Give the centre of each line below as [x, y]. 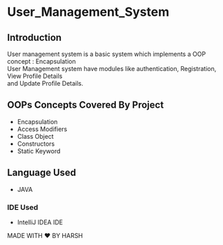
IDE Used [23, 207]
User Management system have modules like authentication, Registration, [112, 69]
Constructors [36, 144]
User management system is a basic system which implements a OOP [106, 54]
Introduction [35, 38]
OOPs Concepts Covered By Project [86, 105]
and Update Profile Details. [46, 83]
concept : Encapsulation [41, 61]
